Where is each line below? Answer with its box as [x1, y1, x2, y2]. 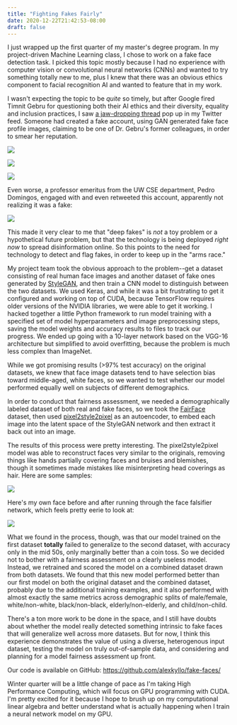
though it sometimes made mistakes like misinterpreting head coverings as [7, 464, 226, 472]
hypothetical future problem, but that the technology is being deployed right [7, 236, 229, 244]
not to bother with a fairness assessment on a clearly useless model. [7, 555, 207, 564]
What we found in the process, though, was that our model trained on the [7, 533, 221, 541]
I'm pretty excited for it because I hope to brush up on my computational [7, 694, 219, 703]
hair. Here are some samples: [7, 471, 93, 480]
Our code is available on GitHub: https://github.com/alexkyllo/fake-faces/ [7, 666, 221, 675]
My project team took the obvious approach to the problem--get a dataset [7, 264, 223, 273]
